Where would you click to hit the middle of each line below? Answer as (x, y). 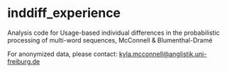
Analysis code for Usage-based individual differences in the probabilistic (113, 33)
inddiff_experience (64, 13)
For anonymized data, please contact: (62, 54)
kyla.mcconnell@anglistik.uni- (163, 54)
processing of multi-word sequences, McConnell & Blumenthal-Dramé (110, 40)
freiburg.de (24, 61)
